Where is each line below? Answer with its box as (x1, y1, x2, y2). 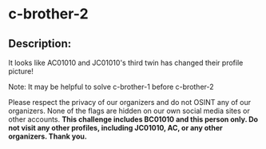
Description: (8, 37, 72, 50)
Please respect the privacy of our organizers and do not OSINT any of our (8, 98, 252, 107)
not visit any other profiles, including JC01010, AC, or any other (8, 123, 224, 132)
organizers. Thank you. (8, 131, 88, 141)
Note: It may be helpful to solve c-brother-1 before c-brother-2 (8, 82, 214, 91)
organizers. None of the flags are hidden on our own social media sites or (8, 106, 250, 115)
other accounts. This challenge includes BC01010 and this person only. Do (8, 115, 258, 124)
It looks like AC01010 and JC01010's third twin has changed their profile (8, 58, 244, 67)
